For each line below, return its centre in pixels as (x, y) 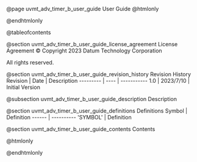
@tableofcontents (29, 32)
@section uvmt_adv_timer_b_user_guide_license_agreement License (92, 44)
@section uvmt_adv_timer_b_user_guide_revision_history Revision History (99, 74)
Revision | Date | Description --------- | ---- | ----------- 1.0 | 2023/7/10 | (98, 81)
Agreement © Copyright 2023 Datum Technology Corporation (84, 51)
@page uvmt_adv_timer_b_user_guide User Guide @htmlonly (83, 9)
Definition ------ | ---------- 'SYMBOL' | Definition (69, 117)
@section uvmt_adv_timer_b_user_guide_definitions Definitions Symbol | (97, 111)
